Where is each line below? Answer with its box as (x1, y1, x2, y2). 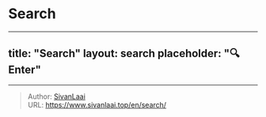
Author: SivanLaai (27, 92, 85, 101)
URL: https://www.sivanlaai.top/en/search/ (27, 100, 167, 109)
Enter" (8, 63, 41, 77)
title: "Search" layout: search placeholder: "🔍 (8, 47, 240, 60)
